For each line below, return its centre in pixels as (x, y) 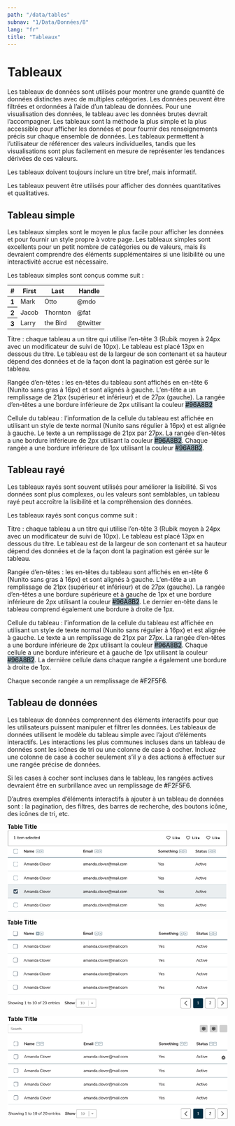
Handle (89, 291)
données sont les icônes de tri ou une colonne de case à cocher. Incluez (112, 749)
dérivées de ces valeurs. (43, 159)
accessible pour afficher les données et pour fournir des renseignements (113, 129)
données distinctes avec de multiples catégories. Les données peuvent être (116, 99)
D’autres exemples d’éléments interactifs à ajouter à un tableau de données (115, 799)
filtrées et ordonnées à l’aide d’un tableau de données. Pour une (100, 107)
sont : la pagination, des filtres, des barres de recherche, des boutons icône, (117, 806)
